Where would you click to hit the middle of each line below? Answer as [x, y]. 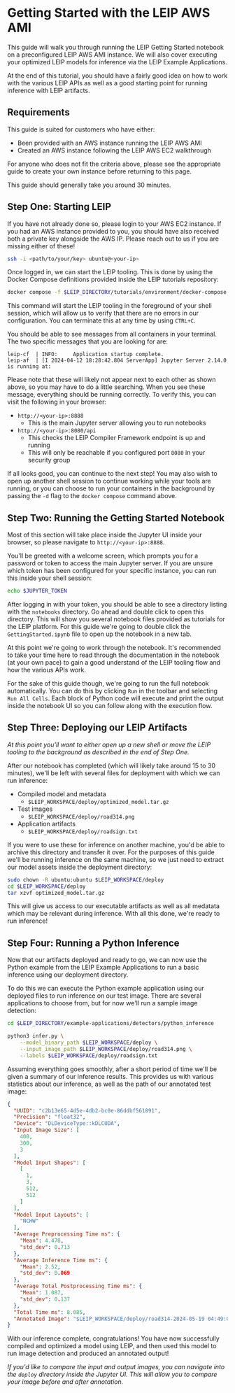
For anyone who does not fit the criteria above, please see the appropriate [114, 164]
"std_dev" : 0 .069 [45, 1273]
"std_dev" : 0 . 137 [45, 1299]
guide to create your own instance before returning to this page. [100, 171]
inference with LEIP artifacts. [49, 90]
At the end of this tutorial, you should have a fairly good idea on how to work [117, 76]
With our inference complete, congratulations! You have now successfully [114, 1338]
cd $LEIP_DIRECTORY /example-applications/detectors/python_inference [111, 1024]
